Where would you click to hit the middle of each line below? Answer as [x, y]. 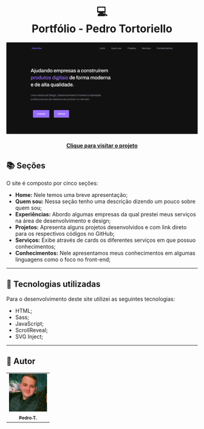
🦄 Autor [21, 361]
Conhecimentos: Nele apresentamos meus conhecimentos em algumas [105, 253]
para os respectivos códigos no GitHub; [65, 234]
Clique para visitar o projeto [102, 146]
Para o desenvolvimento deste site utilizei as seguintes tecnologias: [91, 299]
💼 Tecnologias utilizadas [53, 284]
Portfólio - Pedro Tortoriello [102, 29]
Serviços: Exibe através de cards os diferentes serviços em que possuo [105, 240]
